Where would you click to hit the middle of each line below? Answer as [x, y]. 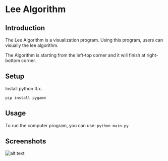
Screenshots [26, 142]
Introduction [25, 28]
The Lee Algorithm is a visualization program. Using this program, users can [84, 40]
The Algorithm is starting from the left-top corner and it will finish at [75, 55]
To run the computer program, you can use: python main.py [67, 125]
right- [152, 55]
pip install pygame [26, 98]
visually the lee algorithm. [32, 45]
